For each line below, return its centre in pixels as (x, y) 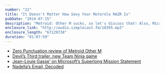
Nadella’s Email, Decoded (38, 66)
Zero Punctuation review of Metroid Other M (57, 51)
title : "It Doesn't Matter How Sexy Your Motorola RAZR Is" (68, 14)
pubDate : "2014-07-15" (28, 19)
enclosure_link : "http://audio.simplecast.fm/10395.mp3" (65, 28)
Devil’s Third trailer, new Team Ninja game (55, 56)
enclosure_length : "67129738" (36, 32)
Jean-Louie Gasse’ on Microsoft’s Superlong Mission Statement (77, 61)
